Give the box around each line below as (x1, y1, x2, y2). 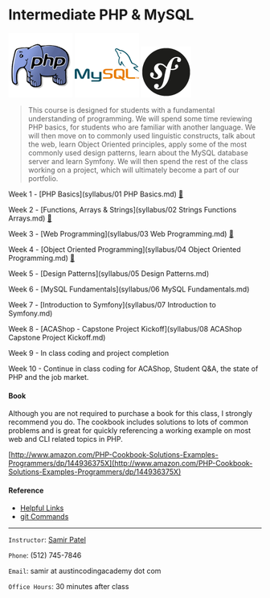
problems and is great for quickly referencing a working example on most (8, 426, 252, 435)
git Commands (19, 512, 69, 522)
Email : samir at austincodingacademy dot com (8, 566, 162, 576)
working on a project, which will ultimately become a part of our (27, 165, 239, 175)
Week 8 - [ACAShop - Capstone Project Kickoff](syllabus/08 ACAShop (8, 324, 243, 333)
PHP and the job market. (8, 372, 89, 381)
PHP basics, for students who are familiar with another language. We (27, 122, 256, 132)
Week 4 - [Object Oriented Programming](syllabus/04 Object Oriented (8, 244, 241, 254)
